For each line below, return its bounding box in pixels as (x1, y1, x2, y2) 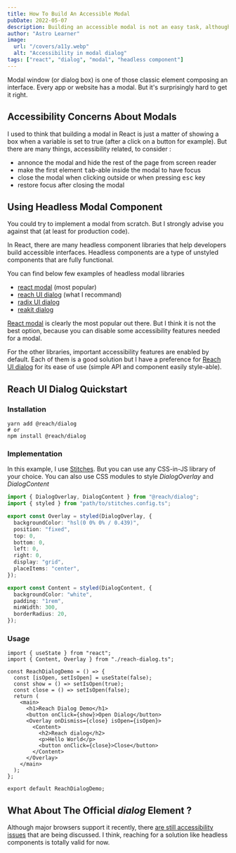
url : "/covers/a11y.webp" (13, 43, 90, 50)
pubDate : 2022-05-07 (7, 17, 68, 24)
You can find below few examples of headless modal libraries (7, 269, 185, 278)
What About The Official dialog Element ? (7, 804, 192, 816)
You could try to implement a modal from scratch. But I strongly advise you (7, 220, 224, 228)
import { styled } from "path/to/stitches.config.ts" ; (7, 500, 171, 507)
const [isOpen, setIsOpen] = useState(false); (13, 674, 152, 682)
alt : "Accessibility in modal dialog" (13, 50, 128, 57)
